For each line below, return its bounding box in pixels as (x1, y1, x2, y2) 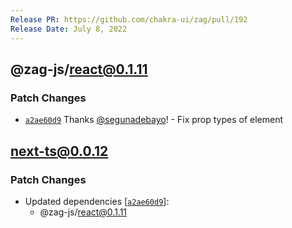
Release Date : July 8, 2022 (10, 24, 128, 34)
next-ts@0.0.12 (10, 142, 109, 160)
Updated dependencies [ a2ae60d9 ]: (24, 195, 170, 207)
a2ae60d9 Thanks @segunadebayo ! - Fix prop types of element (24, 114, 284, 126)
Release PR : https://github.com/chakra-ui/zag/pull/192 (10, 14, 248, 25)
